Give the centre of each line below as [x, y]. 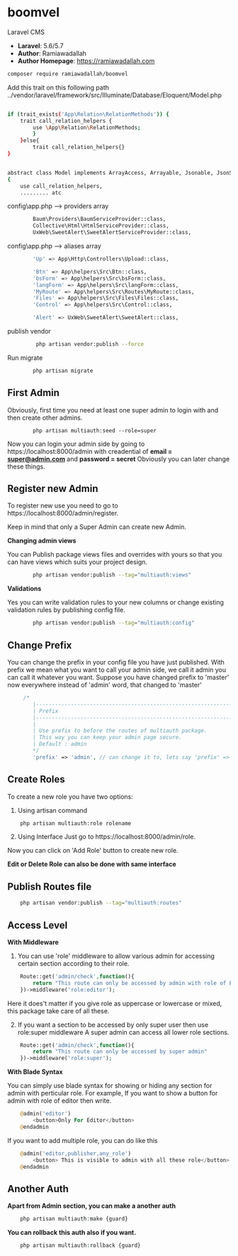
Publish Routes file [50, 886]
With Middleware [33, 942]
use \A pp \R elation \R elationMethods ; [87, 127]
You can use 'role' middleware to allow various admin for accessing [116, 956]
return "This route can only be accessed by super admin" [120, 1052]
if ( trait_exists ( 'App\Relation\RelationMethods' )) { [89, 114]
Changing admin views [42, 541]
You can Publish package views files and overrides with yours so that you [115, 555]
